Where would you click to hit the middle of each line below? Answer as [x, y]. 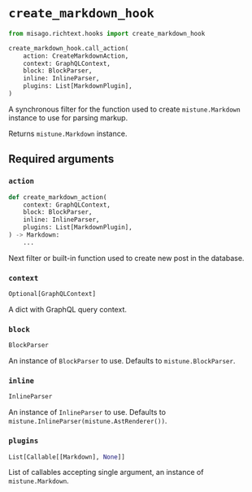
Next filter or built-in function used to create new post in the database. [126, 258]
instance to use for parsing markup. [68, 118]
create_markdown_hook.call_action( [69, 48]
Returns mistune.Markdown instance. [68, 133]
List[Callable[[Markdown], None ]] [67, 457]
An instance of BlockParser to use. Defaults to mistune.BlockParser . [122, 361]
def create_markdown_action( [58, 197]
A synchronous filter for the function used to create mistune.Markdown [125, 109]
